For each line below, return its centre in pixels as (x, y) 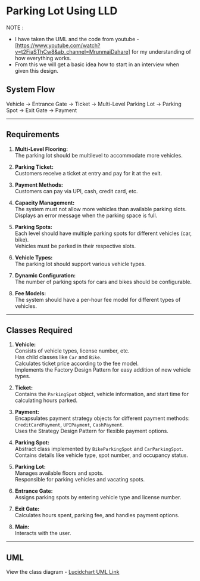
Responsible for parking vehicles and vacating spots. (80, 480)
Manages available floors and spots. (59, 473)
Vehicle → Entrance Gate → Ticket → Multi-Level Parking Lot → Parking (94, 104)
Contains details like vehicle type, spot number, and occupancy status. (101, 455)
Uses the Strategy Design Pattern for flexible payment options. (91, 431)
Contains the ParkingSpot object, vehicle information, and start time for (102, 394)
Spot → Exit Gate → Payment (42, 110)
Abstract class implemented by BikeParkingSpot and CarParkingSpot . (99, 449)
